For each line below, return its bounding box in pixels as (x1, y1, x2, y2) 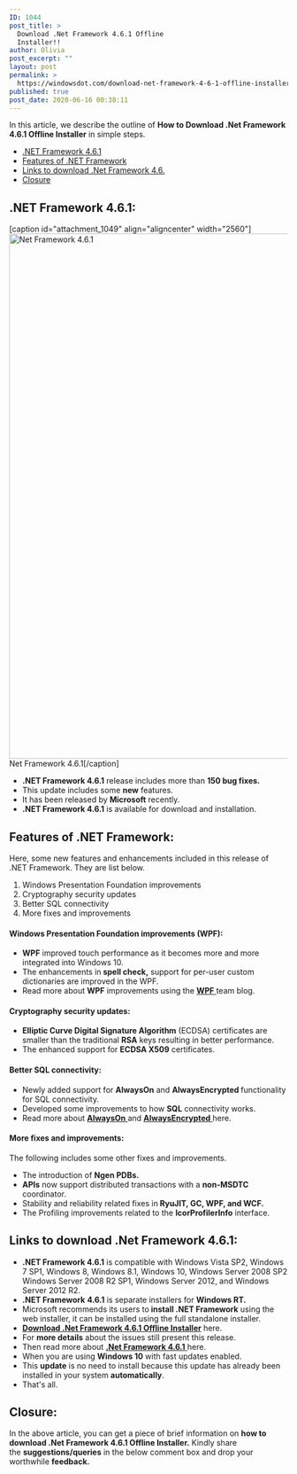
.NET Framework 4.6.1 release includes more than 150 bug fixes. (21, 776, 261, 786)
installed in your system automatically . (21, 1369, 165, 1380)
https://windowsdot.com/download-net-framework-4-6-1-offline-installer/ (17, 79, 294, 88)
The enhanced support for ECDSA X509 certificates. (21, 1044, 215, 1055)
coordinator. (21, 1189, 66, 1199)
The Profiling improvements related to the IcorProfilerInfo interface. (21, 1207, 270, 1218)
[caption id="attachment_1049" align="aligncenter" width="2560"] (9, 223, 252, 235)
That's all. (21, 1379, 58, 1390)
